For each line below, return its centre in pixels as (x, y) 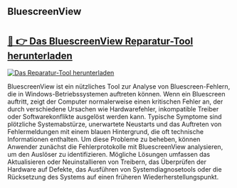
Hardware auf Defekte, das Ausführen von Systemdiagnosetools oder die (115, 169)
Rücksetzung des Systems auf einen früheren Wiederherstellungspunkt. (113, 177)
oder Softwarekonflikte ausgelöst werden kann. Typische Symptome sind (115, 117)
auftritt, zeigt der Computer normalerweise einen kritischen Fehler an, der (115, 101)
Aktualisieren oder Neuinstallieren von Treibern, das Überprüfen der (107, 162)
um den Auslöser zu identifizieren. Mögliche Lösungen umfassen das (109, 154)
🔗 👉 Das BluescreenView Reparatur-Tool (100, 41)
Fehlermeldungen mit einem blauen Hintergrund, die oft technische (106, 132)
